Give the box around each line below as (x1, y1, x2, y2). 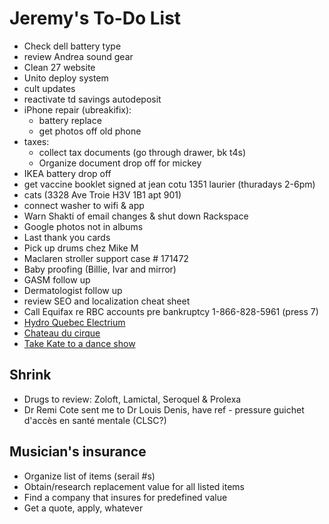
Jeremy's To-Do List (9, 7, 182, 30)
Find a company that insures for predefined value (23, 491, 228, 503)
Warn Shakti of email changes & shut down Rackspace (23, 210, 249, 222)
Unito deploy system (23, 72, 109, 84)
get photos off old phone (38, 125, 142, 137)
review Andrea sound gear (23, 50, 134, 62)
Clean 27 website (23, 61, 96, 73)
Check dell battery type (23, 40, 122, 52)
